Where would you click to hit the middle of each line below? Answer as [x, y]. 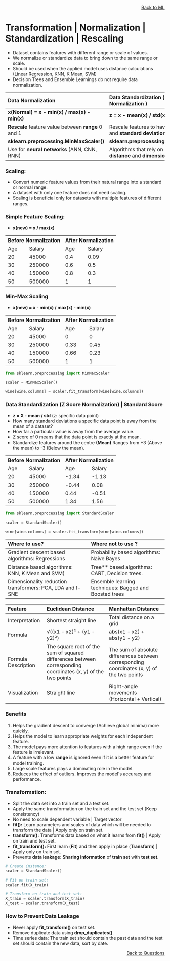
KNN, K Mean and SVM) [36, 573]
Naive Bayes [105, 559]
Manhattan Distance [134, 609]
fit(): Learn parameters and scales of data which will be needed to [82, 824]
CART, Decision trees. [117, 573]
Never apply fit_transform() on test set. [54, 927]
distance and [125, 155]
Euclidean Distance [70, 609]
